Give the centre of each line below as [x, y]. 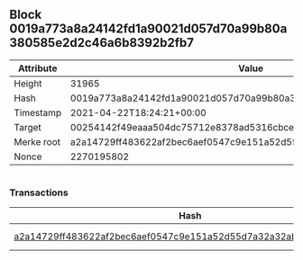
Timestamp [38, 112]
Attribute [37, 68]
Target [28, 127]
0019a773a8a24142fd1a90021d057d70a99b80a [148, 29]
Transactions [39, 193]
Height [28, 83]
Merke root [37, 141]
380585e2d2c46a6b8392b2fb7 [102, 43]
